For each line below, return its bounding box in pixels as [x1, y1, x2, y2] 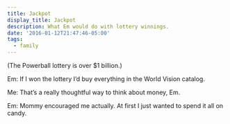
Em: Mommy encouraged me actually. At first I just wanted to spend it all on [7, 102, 224, 109]
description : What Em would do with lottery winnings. [7, 23, 170, 30]
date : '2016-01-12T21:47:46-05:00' [7, 29, 110, 37]
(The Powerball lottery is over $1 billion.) [7, 62, 123, 69]
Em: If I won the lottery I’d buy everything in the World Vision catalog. [7, 75, 205, 83]
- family [13, 42, 39, 49]
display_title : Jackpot [7, 17, 76, 24]
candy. [7, 109, 27, 117]
